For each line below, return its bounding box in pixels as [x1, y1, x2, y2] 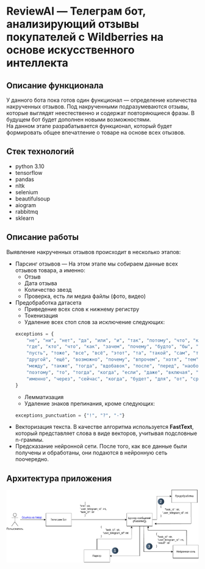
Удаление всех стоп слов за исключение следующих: [24, 318, 165, 325]
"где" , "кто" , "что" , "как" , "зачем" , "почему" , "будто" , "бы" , [26, 344, 193, 350]
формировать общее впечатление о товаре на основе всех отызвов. [6, 129, 186, 136]
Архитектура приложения [6, 473, 112, 484]
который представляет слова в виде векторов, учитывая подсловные [15, 429, 197, 437]
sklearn [15, 214, 35, 222]
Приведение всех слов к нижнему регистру [24, 305, 140, 313]
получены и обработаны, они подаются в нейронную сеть [15, 449, 168, 456]
